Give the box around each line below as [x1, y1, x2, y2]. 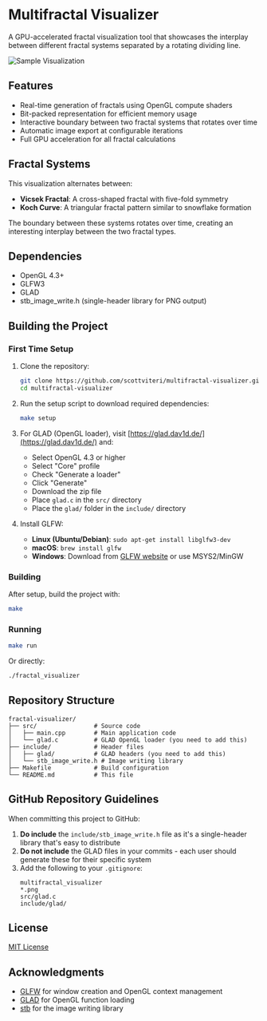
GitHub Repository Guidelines [8, 793, 159, 806]
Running [8, 623, 42, 635]
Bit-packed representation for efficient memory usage [19, 109, 198, 118]
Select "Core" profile [31, 461, 100, 470]
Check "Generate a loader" [31, 469, 121, 479]
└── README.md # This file [8, 770, 134, 779]
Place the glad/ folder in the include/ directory [31, 503, 187, 512]
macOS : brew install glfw [31, 543, 122, 552]
